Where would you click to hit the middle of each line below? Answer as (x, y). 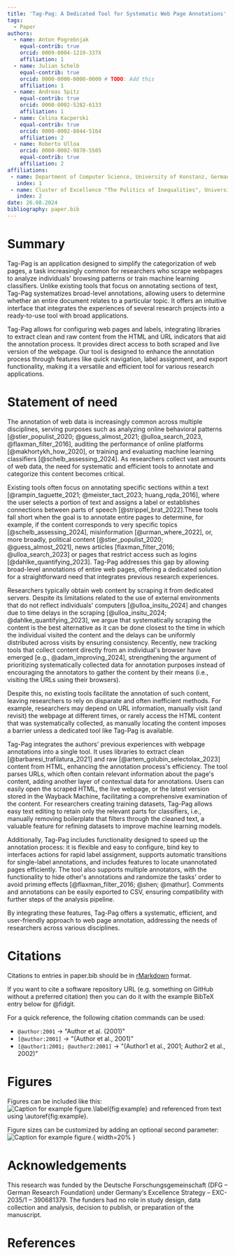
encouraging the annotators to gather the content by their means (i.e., (108, 672)
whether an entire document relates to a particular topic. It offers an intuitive (117, 300)
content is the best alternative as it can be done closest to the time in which (116, 627)
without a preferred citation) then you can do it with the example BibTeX (111, 996)
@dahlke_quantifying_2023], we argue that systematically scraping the (109, 620)
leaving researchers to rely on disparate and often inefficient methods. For (114, 700)
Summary (36, 244)
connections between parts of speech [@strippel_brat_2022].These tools (113, 510)
